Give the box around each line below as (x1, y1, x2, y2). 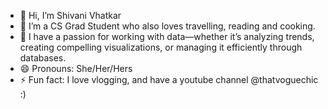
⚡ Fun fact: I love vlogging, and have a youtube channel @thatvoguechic (19, 74, 319, 85)
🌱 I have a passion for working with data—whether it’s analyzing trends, (19, 31, 315, 42)
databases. (19, 52, 67, 64)
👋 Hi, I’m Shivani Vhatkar (19, 10, 122, 21)
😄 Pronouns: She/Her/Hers (19, 63, 133, 74)
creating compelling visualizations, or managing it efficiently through (19, 41, 303, 53)
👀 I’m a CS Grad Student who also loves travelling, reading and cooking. (19, 20, 316, 32)
